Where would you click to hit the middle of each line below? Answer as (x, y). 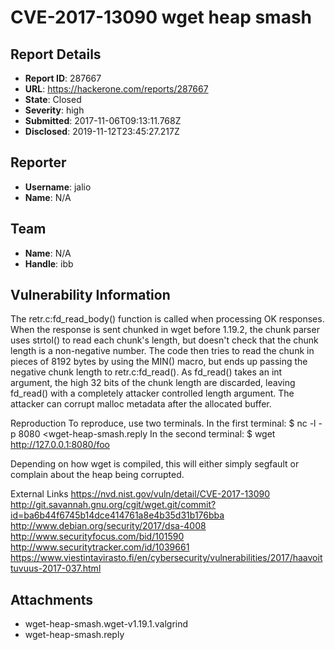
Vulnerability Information (90, 295)
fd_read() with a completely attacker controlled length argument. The (152, 393)
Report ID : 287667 (63, 78)
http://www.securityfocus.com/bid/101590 (97, 537)
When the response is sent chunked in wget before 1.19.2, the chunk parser (165, 330)
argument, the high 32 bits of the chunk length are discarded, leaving (153, 383)
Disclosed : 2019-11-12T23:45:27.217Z (102, 131)
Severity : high (54, 110)
